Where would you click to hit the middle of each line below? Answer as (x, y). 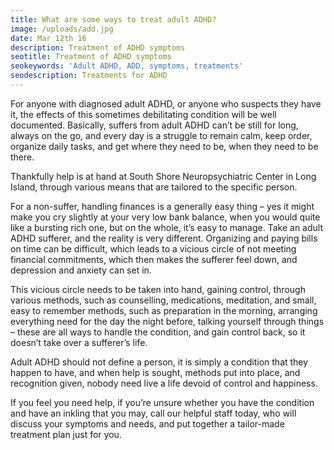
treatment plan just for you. (66, 434)
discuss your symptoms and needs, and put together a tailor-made (147, 423)
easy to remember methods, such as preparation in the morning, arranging (164, 310)
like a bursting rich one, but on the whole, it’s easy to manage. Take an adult (167, 227)
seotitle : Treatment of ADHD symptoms (91, 57)
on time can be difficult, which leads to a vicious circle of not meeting (153, 248)
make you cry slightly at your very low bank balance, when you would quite (165, 217)
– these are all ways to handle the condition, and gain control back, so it (158, 332)
